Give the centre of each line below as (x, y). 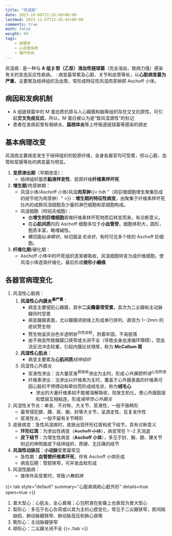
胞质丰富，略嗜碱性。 (50, 230)
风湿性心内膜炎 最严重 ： (44, 300)
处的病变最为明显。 (48, 162)
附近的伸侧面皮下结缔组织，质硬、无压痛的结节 (70, 443)
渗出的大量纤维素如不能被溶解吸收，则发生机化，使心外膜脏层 (101, 392)
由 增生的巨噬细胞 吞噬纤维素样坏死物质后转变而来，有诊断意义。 (95, 217)
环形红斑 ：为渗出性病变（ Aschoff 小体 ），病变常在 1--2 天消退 (85, 431)
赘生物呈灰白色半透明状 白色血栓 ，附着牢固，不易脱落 (83, 333)
